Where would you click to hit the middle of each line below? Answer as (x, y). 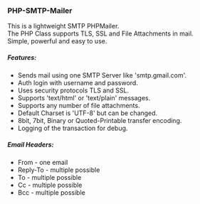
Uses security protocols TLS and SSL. (73, 90)
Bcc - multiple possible (51, 193)
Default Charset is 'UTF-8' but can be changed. (88, 113)
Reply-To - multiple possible (59, 170)
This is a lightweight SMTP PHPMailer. (63, 26)
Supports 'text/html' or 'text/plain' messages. (84, 98)
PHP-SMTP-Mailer (40, 11)
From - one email (43, 163)
